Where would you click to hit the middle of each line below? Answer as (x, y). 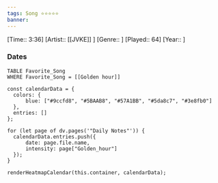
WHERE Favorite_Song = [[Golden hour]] (64, 77)
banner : (18, 20)
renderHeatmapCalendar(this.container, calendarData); (87, 172)
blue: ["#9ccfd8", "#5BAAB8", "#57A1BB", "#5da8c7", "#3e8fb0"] (119, 101)
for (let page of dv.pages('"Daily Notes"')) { (76, 130)
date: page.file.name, (57, 143)
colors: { (27, 95)
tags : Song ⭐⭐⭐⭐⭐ (33, 13)
